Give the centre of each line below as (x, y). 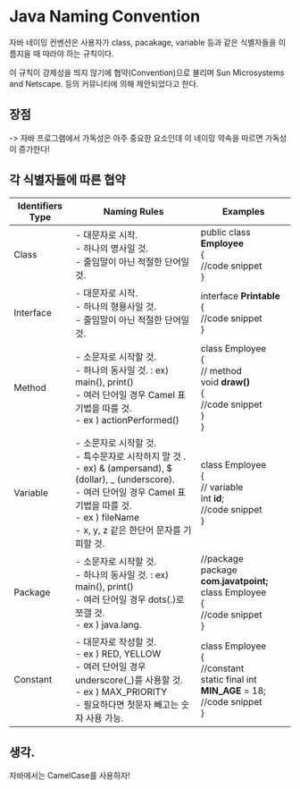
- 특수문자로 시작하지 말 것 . (131, 456)
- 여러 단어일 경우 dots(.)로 (130, 599)
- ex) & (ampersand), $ (124, 468)
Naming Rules (133, 211)
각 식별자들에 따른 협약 (68, 180)
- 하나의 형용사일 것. (116, 306)
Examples (243, 211)
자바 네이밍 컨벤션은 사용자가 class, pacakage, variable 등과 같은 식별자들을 (143, 42)
